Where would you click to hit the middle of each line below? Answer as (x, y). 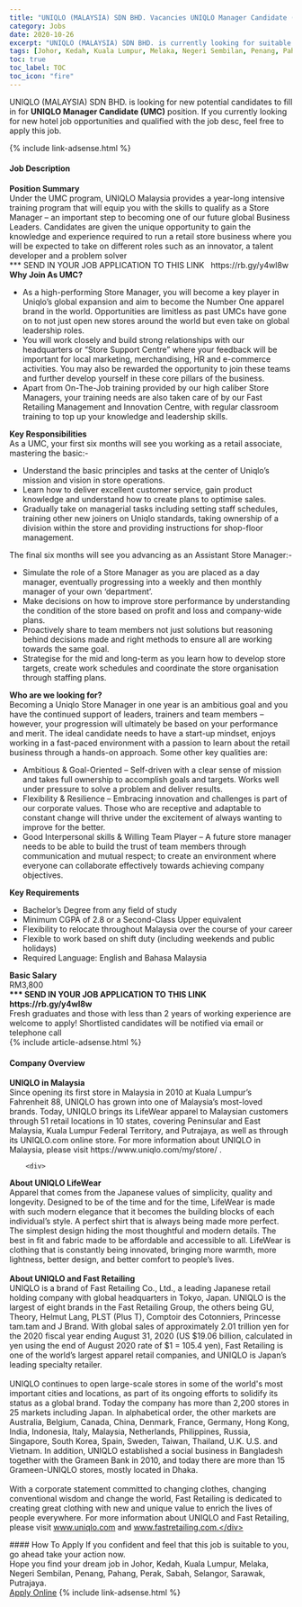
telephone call (36, 1033)
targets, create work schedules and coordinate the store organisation (150, 668)
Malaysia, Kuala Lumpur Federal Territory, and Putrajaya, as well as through (149, 1131)
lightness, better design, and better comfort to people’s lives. (122, 1259)
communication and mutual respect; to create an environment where (149, 855)
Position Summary (44, 188)
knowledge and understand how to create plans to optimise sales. (144, 499)
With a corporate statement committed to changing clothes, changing (138, 1489)
